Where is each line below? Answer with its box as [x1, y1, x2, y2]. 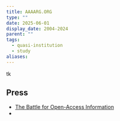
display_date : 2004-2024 [6, 25, 68, 32]
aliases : [6, 54, 28, 60]
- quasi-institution [11, 43, 63, 49]
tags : [6, 37, 20, 43]
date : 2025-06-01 [6, 20, 50, 26]
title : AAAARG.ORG [6, 8, 52, 15]
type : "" [6, 14, 28, 20]
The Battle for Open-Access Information [14, 104, 114, 111]
